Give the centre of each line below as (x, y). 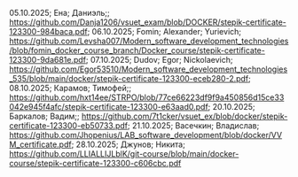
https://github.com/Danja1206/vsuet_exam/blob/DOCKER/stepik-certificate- (148, 22)
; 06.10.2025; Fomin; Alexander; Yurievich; (165, 31)
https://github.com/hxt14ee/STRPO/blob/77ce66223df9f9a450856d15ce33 (147, 97)
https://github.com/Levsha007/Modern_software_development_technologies (149, 41)
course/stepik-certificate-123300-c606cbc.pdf (95, 163)
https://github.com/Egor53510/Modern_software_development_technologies (149, 69)
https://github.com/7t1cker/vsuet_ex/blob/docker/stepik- (184, 116)
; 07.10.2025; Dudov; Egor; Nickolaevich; (159, 60)
